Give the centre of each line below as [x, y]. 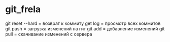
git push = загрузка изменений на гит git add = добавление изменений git [85, 28]
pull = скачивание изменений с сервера [49, 34]
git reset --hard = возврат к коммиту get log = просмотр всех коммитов [83, 23]
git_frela [23, 9]
